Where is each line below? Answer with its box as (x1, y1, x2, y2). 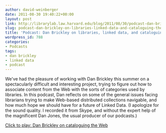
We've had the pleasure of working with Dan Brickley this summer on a (5, 76, 150, 82)
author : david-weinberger (5, 7, 58, 12)
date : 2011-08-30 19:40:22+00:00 (5, 12, 74, 17)
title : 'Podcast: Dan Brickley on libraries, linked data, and (5, 30, 138, 35)
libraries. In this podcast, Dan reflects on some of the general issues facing (5, 92, 158, 98)
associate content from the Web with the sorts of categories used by (5, 87, 145, 92)
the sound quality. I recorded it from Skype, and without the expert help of (5, 107, 156, 114)
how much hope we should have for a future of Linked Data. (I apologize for (5, 102, 159, 108)
